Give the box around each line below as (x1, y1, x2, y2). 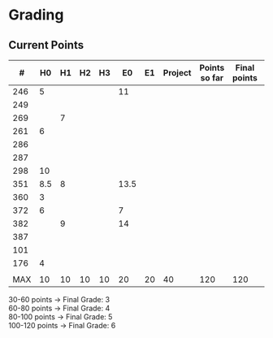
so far (200, 72, 223, 83)
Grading (8, 6, 64, 24)
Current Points (8, 38, 84, 52)
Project (162, 67, 192, 78)
